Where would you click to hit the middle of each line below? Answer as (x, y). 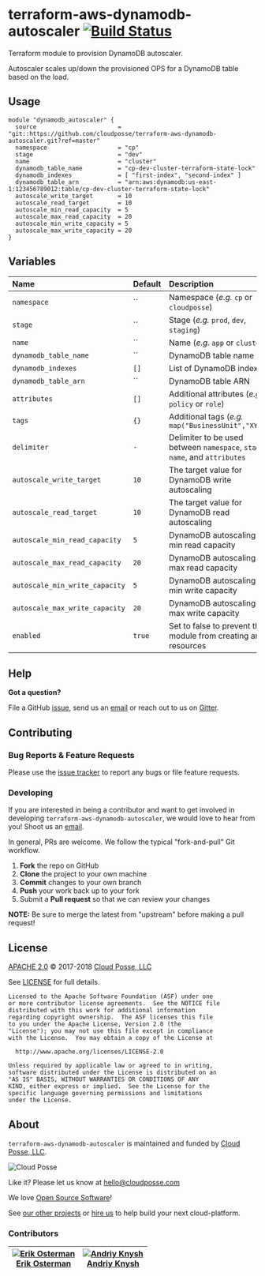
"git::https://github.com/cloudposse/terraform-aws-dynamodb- (112, 133)
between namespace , (205, 447)
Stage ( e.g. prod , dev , (207, 320)
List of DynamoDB (202, 368)
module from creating (209, 636)
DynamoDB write (200, 479)
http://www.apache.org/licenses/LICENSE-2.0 (90, 1052)
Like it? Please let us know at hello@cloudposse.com (94, 1182)
